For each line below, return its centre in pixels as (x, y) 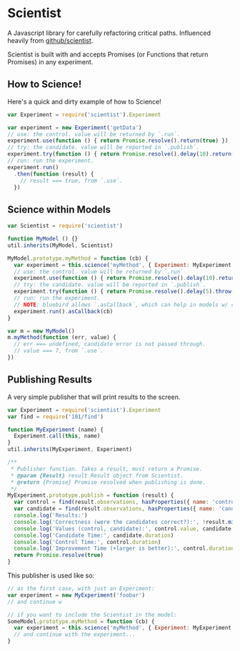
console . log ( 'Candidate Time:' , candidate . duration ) (94, 535)
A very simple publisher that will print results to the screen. (94, 397)
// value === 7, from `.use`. (59, 351)
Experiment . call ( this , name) (57, 436)
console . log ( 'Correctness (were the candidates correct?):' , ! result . (121, 522)
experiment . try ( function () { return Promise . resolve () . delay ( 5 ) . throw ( (124, 292)
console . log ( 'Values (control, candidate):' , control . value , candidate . (124, 529)
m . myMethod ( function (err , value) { (62, 338)
